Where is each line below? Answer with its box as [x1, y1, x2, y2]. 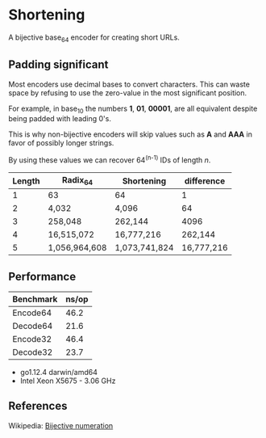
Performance [8, 269, 77, 284]
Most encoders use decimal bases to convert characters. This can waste [8, 79, 250, 89]
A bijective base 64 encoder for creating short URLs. [8, 32, 180, 44]
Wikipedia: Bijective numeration [8, 420, 114, 430]
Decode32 [12, 347, 53, 357]
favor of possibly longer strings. [8, 138, 114, 148]
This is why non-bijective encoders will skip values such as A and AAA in [8, 129, 252, 139]
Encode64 [12, 307, 52, 318]
